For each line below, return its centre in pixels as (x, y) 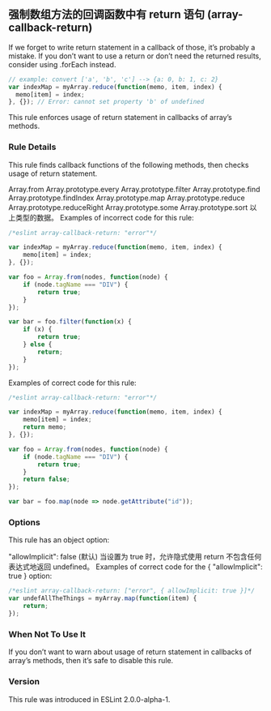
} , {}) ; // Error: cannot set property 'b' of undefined (106, 102)
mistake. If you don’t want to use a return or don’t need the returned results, (135, 56)
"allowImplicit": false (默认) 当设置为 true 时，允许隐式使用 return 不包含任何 (135, 557)
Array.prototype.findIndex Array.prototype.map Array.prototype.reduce (127, 198)
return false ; (47, 480)
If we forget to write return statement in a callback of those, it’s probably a (132, 47)
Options (24, 523)
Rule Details (32, 147)
